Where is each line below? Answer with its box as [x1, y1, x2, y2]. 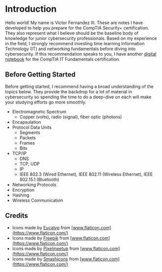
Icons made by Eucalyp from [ [12, 224, 73, 230]
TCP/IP [12, 150, 27, 156]
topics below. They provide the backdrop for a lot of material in [5, 88, 133, 94]
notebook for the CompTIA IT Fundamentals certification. [5, 56, 120, 62]
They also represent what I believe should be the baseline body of [5, 30, 139, 36]
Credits [5, 212, 28, 220]
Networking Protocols [12, 182, 56, 188]
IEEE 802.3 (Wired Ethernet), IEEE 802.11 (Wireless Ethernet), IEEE [19, 171, 153, 177]
